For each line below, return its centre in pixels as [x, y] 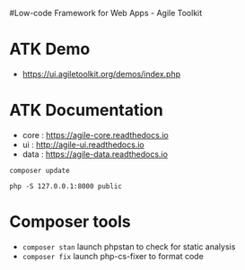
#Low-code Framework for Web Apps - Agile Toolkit [106, 13]
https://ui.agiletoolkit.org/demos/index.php [101, 74]
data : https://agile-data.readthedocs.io [95, 154]
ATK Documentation [86, 110]
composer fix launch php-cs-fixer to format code [113, 256]
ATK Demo [50, 49]
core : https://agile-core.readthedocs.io [95, 135]
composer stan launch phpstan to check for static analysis [129, 247]
